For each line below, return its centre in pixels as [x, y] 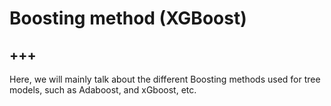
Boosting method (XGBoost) [128, 18]
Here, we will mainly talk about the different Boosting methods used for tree [165, 79]
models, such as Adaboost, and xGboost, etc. [103, 90]
